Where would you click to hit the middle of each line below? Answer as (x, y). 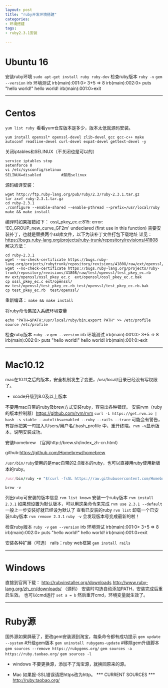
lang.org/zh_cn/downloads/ (33, 589)
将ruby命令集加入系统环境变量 (36, 311)
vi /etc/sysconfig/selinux (33, 170)
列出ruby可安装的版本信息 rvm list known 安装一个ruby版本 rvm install (79, 497)
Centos (20, 113)
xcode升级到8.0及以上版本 (40, 396)
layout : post (19, 10)
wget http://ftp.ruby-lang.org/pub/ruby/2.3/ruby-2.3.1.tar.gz (72, 194)
